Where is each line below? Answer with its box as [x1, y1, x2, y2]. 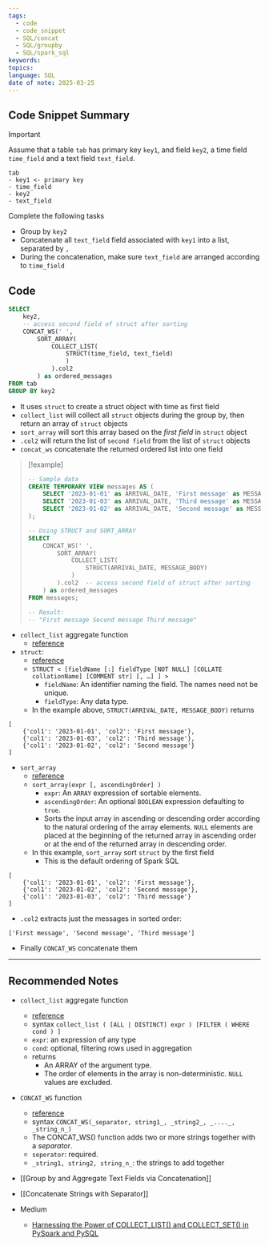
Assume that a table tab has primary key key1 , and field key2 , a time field [8, 145, 247, 155]
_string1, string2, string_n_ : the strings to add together [31, 1158, 225, 1168]
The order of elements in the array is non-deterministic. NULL [43, 1069, 243, 1079]
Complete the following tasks [8, 211, 105, 221]
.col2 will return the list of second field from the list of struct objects [19, 436, 251, 445]
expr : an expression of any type [31, 1035, 137, 1045]
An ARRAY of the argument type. [43, 1060, 152, 1070]
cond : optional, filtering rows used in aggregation [31, 1043, 192, 1053]
